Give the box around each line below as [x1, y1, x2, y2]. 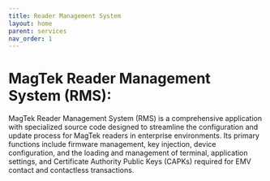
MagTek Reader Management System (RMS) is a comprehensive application [8, 114, 263, 123]
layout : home [8, 19, 53, 28]
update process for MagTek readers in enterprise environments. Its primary [8, 131, 259, 140]
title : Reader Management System [8, 11, 122, 20]
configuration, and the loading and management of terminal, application [8, 148, 249, 158]
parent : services [8, 27, 67, 35]
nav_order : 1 [8, 34, 53, 43]
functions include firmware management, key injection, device [8, 140, 216, 149]
